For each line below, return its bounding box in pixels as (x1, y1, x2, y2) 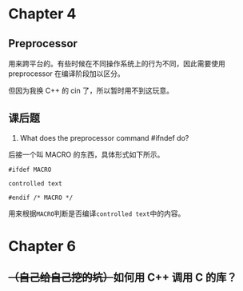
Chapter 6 (8, 237, 76, 255)
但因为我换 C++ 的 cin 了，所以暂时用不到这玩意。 (8, 86, 174, 95)
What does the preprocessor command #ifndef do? (19, 133, 189, 142)
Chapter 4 (8, 5, 77, 23)
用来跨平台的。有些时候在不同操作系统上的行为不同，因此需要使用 (8, 59, 225, 68)
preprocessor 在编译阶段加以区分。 (8, 69, 125, 78)
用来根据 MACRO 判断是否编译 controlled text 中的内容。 (8, 209, 185, 218)
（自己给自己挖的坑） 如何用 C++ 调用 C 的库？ (8, 271, 237, 285)
